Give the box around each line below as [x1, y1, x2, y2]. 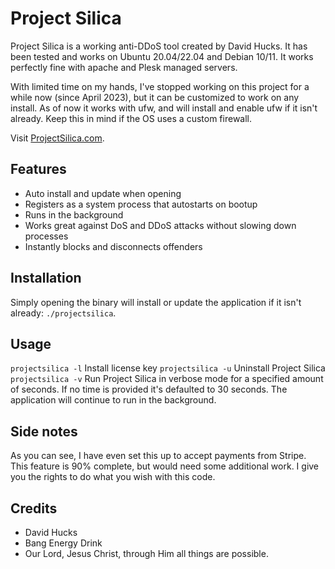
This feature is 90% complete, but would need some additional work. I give [10, 460, 320, 472]
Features [10, 161, 67, 178]
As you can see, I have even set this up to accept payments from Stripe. [10, 450, 307, 462]
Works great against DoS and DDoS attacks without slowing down [24, 219, 297, 231]
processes [24, 230, 69, 242]
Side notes [10, 423, 78, 440]
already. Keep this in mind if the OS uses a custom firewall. [10, 112, 253, 124]
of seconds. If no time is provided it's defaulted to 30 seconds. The [10, 383, 288, 396]
